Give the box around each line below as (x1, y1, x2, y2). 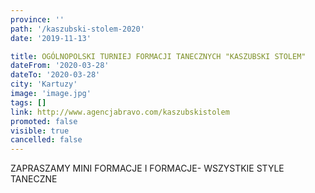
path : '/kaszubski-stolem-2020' (10, 24, 145, 34)
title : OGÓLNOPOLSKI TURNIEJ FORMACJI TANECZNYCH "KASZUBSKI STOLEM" (10, 51, 307, 61)
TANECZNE (10, 173, 58, 185)
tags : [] (10, 97, 47, 108)
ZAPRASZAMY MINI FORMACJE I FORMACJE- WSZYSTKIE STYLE (10, 162, 285, 175)
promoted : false (10, 116, 78, 126)
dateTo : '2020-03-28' (10, 70, 101, 80)
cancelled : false (10, 135, 83, 145)
